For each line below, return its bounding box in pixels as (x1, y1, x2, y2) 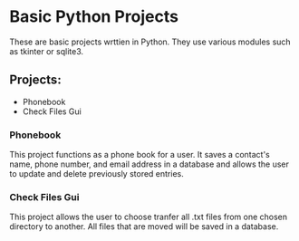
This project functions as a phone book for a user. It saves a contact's (9, 149, 270, 160)
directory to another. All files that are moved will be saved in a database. (9, 221, 279, 232)
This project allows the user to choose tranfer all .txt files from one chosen (9, 211, 288, 223)
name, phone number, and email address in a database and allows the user (9, 159, 290, 169)
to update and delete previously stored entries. (9, 169, 184, 179)
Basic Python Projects (9, 6, 179, 27)
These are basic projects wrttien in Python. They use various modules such (9, 36, 292, 47)
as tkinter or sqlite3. (9, 45, 84, 56)
